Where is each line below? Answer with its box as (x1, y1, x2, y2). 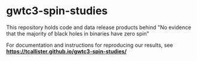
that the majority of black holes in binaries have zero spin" (6, 30, 149, 37)
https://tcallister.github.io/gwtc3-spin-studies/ (6, 47, 127, 54)
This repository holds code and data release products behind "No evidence (6, 24, 192, 31)
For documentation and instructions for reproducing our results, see (6, 41, 173, 49)
